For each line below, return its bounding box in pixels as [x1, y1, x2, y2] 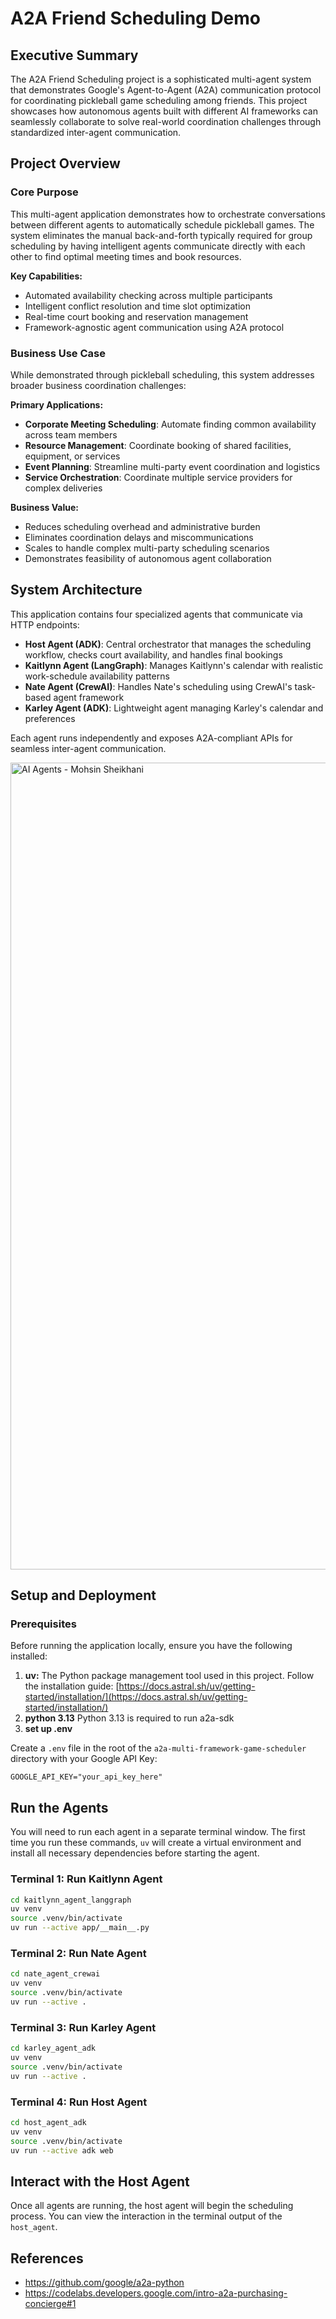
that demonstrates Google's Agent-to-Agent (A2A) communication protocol [10, 84, 322, 96]
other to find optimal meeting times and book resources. [10, 250, 242, 262]
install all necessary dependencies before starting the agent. [10, 1847, 260, 1859]
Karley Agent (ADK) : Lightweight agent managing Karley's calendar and [24, 702, 324, 714]
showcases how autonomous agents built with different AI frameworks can [10, 105, 318, 117]
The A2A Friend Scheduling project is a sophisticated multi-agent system [10, 73, 312, 85]
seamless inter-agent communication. [10, 742, 167, 754]
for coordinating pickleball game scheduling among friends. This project [10, 95, 308, 106]
